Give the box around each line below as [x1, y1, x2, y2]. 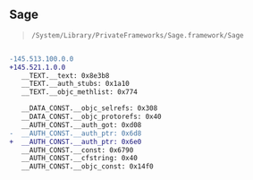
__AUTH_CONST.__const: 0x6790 [21, 145, 134, 155]
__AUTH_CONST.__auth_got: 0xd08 [21, 120, 142, 129]
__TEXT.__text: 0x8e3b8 [21, 71, 110, 80]
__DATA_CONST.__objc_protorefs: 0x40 [21, 112, 163, 122]
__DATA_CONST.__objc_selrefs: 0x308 [21, 104, 158, 113]
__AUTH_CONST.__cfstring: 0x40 [21, 154, 139, 163]
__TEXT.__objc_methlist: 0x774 [21, 88, 139, 97]
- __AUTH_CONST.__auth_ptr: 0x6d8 [9, 129, 142, 138]
